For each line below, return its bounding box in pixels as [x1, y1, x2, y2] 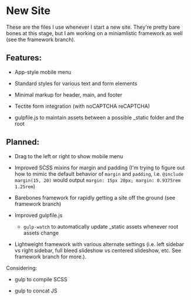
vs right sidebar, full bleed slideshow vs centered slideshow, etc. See [14, 247, 182, 254]
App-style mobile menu [14, 69, 71, 76]
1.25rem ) [14, 183, 36, 190]
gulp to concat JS [14, 287, 57, 294]
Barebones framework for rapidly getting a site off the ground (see [14, 194, 176, 201]
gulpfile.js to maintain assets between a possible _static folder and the [14, 114, 185, 121]
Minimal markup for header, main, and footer [14, 91, 122, 98]
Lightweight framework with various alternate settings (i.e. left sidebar [14, 240, 185, 247]
